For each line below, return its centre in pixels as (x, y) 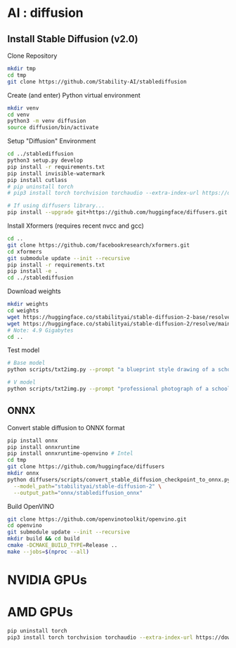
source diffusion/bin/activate (53, 128)
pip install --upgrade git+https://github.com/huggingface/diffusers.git (118, 212)
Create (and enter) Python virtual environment (74, 95)
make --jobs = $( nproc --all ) (48, 552)
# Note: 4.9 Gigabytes (40, 330)
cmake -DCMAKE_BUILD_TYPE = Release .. (63, 545)
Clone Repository (32, 56)
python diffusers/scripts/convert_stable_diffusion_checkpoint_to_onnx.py (119, 479)
